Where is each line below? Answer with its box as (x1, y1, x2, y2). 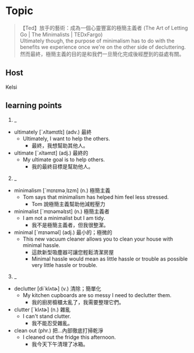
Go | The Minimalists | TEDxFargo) (19, 31, 103, 38)
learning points (5, 101, 62, 111)
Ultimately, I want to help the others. (22, 135, 110, 142)
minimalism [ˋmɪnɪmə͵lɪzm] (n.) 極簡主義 (13, 187, 111, 194)
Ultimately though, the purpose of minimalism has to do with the (19, 37, 175, 44)
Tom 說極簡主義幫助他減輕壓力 (31, 200, 105, 207)
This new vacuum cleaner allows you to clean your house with (22, 235, 173, 242)
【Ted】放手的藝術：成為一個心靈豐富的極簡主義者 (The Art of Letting (19, 24, 188, 31)
